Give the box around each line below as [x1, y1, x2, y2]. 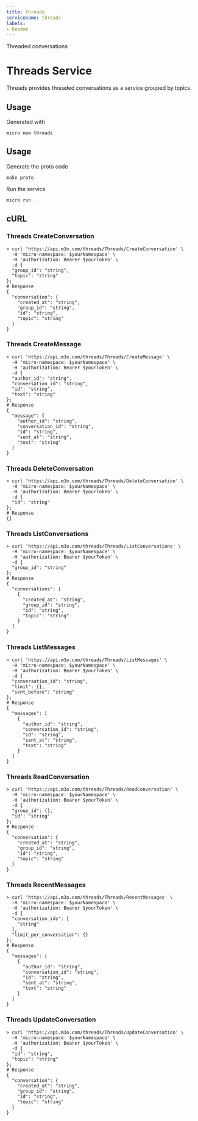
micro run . [6, 197, 37, 203]
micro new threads [6, 130, 53, 136]
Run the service [6, 185, 46, 192]
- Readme [6, 26, 29, 32]
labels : [6, 20, 26, 26]
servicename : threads [6, 15, 62, 21]
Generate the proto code [6, 162, 68, 170]
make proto [6, 175, 34, 181]
